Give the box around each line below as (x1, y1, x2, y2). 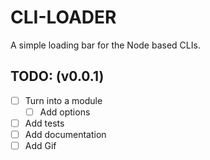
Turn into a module (24, 94, 103, 106)
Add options (39, 106, 91, 118)
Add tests (24, 117, 65, 129)
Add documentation (24, 128, 107, 140)
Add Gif (24, 140, 57, 151)
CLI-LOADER (10, 6, 117, 29)
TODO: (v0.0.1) (10, 68, 105, 85)
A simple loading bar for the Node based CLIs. (10, 39, 201, 51)
